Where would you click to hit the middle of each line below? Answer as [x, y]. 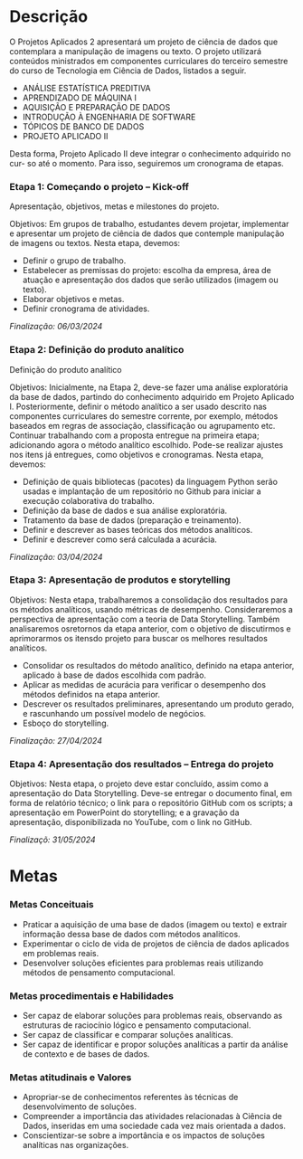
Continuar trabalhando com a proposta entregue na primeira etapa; [134, 435]
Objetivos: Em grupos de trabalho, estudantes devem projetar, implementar [149, 224]
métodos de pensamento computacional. [99, 972]
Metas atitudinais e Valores [71, 1077]
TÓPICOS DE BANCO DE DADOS [83, 126]
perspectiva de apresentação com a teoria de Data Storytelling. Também [145, 619]
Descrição [49, 17]
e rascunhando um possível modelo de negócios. [114, 713]
